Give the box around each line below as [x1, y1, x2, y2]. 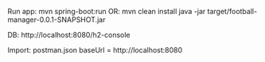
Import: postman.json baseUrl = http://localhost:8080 [7, 46, 183, 54]
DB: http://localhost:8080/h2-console [7, 31, 131, 39]
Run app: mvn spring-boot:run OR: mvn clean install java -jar [7, 7, 206, 16]
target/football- [207, 7, 258, 16]
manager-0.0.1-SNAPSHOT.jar [7, 15, 106, 24]
